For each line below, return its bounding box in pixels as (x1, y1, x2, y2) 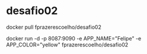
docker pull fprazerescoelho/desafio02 (6, 23, 102, 31)
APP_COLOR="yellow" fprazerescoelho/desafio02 (6, 41, 129, 48)
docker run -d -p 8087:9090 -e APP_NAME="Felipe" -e (6, 35, 142, 42)
